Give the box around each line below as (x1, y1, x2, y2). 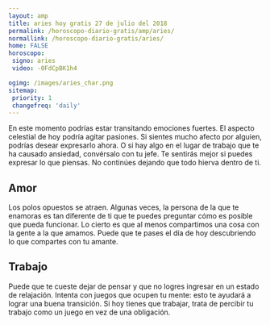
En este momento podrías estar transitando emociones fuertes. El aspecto (8, 123, 255, 133)
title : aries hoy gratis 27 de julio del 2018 (8, 19, 168, 27)
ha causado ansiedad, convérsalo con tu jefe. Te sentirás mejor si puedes (8, 149, 253, 159)
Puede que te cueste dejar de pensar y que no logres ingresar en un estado (8, 281, 260, 291)
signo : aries (11, 57, 56, 65)
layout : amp (8, 11, 48, 20)
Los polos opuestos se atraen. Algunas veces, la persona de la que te (8, 202, 239, 212)
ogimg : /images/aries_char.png (8, 78, 114, 87)
